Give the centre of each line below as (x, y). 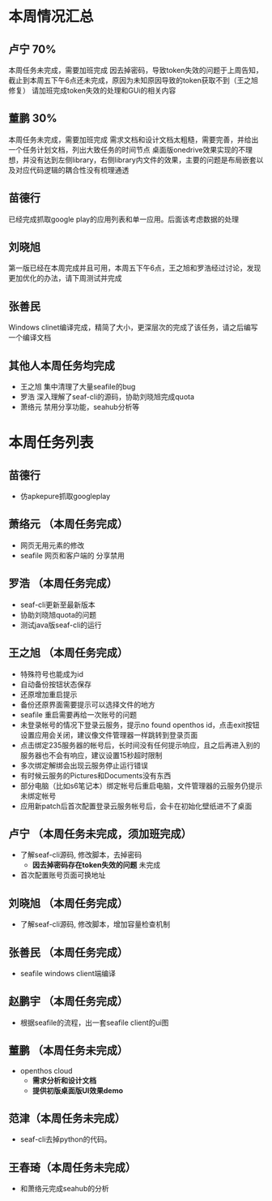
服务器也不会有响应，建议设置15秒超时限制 (91, 755)
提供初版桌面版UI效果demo (78, 1090)
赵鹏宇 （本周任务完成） (68, 1002)
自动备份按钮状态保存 (55, 684)
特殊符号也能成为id (51, 674)
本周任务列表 (51, 443)
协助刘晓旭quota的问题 (58, 614)
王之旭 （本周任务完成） (68, 653)
